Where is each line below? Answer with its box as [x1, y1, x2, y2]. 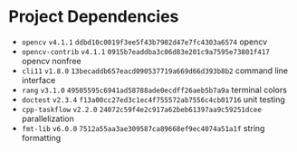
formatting [21, 132, 61, 143]
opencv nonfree [21, 55, 82, 66]
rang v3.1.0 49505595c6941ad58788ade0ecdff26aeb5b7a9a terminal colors [21, 84, 287, 95]
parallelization [21, 113, 74, 124]
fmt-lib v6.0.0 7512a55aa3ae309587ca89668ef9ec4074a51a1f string [21, 122, 265, 133]
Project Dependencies [8, 6, 179, 27]
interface [21, 74, 56, 85]
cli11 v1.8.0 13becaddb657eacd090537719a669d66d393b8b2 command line [21, 65, 289, 76]
